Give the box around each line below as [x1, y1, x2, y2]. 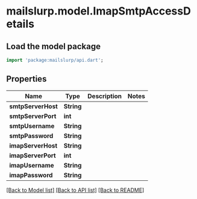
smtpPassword [9, 131, 54, 140]
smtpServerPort [9, 112, 57, 120]
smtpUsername [9, 122, 55, 130]
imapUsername [9, 161, 54, 169]
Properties [6, 74, 47, 84]
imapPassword [9, 171, 53, 179]
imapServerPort [9, 151, 56, 160]
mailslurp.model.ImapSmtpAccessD [6, 4, 191, 18]
